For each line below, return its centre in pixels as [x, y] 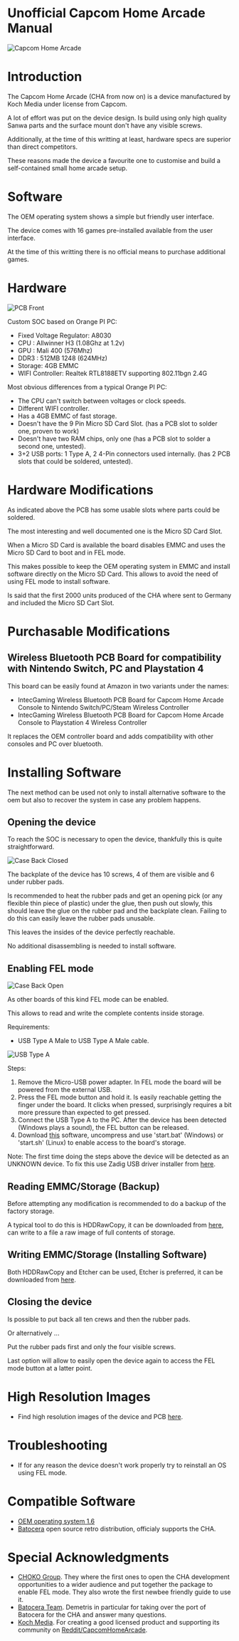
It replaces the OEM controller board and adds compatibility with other [110, 736]
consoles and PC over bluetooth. [55, 744]
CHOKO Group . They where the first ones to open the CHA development [123, 1577]
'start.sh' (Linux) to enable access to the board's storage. [102, 1143]
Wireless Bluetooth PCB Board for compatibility [115, 657]
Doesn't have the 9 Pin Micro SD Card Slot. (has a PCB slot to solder [118, 423]
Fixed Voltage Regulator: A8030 [64, 335]
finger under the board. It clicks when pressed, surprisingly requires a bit [124, 1105]
